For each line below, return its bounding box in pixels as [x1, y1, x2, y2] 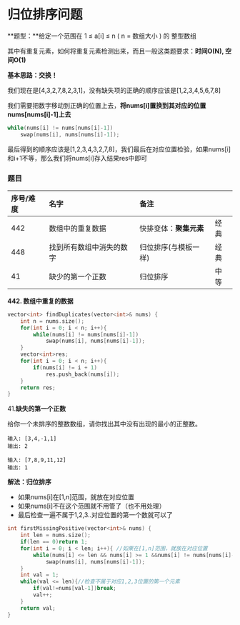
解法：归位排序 [7, 478, 51, 486]
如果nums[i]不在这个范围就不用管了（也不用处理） [17, 501, 166, 511]
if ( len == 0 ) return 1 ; [20, 539, 88, 546]
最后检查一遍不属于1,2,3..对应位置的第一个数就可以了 [17, 511, 174, 519]
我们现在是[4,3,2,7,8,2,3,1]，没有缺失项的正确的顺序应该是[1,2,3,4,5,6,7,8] [7, 86, 221, 94]
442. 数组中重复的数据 [7, 296, 74, 305]
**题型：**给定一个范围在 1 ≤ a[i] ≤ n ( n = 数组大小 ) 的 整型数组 [7, 31, 197, 40]
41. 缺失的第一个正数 [7, 404, 66, 413]
